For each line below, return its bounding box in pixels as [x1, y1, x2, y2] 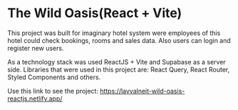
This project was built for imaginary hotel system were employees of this [7, 29, 221, 37]
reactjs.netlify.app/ [7, 94, 63, 103]
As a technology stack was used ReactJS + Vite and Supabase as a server [7, 57, 226, 66]
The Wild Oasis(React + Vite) [7, 5, 182, 21]
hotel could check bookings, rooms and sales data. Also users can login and [7, 36, 232, 44]
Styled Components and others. [7, 73, 101, 81]
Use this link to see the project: [7, 86, 98, 95]
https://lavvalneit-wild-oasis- [99, 86, 185, 95]
